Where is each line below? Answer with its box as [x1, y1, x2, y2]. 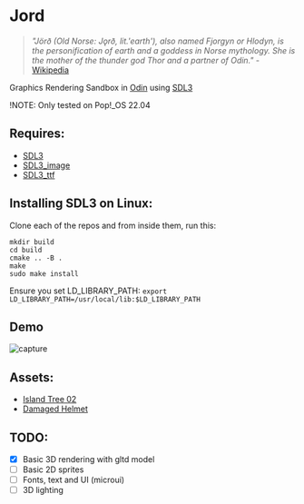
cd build [9, 245, 43, 254]
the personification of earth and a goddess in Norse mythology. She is [31, 44, 296, 55]
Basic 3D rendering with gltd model [22, 454, 155, 464]
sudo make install [9, 269, 79, 278]
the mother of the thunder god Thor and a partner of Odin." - [31, 54, 260, 65]
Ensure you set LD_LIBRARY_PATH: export [9, 285, 168, 296]
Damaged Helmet [22, 403, 89, 414]
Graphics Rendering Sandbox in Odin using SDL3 [9, 82, 193, 93]
